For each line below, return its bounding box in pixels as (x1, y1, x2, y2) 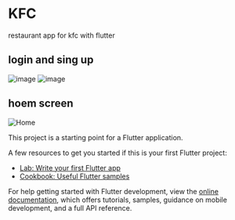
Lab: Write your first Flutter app (19, 163, 121, 172)
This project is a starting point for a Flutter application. (8, 132, 183, 142)
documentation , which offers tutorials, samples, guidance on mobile (8, 195, 227, 204)
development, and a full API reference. (8, 203, 132, 212)
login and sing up (8, 53, 94, 67)
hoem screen (8, 97, 74, 110)
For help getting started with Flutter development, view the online (8, 186, 219, 196)
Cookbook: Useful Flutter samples (19, 171, 130, 181)
